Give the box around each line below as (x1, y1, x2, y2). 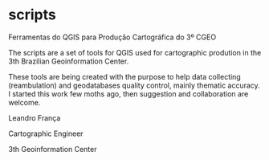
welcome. (8, 97, 41, 107)
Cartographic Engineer (8, 129, 84, 138)
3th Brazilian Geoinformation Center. (8, 56, 129, 66)
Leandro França (8, 113, 61, 122)
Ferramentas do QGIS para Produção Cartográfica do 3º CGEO (8, 32, 217, 42)
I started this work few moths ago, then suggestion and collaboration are (8, 88, 249, 98)
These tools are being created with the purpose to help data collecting (8, 72, 241, 81)
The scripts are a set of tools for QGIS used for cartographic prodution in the (8, 47, 262, 57)
